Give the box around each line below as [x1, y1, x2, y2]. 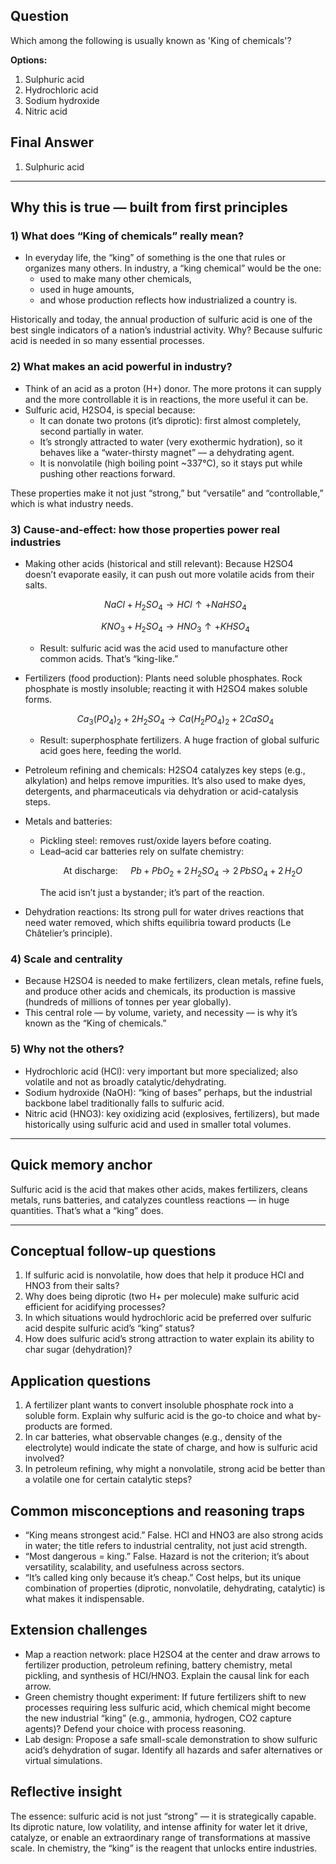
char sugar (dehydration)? [24, 1344, 133, 1356]
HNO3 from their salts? [24, 1280, 120, 1292]
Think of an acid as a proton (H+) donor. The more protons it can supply [24, 382, 322, 394]
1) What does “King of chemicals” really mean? [10, 229, 245, 243]
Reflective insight [10, 1784, 123, 1801]
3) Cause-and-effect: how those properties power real [10, 522, 280, 536]
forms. [24, 693, 53, 705]
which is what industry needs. [10, 497, 134, 509]
